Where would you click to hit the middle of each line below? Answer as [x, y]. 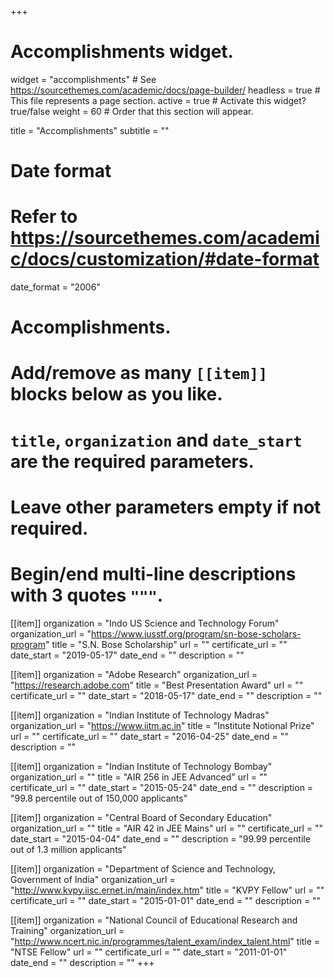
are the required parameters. [132, 461]
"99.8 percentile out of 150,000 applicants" [99, 798]
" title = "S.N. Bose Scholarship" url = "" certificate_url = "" [166, 644]
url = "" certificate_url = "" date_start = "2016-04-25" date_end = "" [149, 736]
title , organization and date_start [156, 440]
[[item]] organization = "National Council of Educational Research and [154, 920]
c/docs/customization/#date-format [165, 259]
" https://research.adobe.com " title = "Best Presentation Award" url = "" [157, 685]
